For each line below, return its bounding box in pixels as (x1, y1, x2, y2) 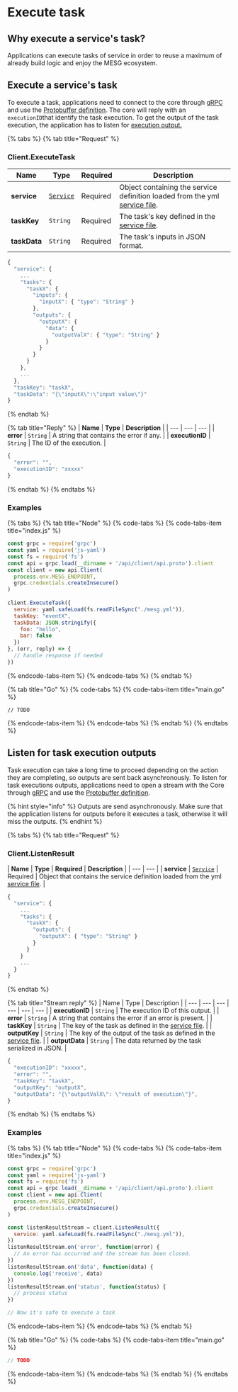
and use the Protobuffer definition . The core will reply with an (7, 106, 186, 114)
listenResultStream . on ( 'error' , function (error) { (7, 1244, 160, 1251)
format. (119, 241, 144, 251)
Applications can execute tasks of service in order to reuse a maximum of (7, 51, 222, 60)
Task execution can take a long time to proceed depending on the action (7, 766, 219, 774)
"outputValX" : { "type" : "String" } (52, 331, 160, 339)
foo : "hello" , (20, 626, 62, 633)
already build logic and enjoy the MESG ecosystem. (7, 59, 158, 67)
